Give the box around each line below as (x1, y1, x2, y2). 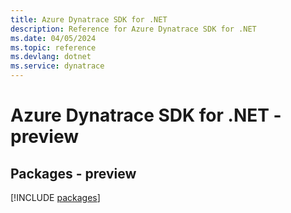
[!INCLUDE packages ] (10, 192, 101, 203)
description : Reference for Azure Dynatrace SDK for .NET (10, 24, 257, 34)
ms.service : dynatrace (10, 61, 105, 71)
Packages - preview (10, 165, 137, 182)
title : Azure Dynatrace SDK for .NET (10, 14, 168, 25)
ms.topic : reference (10, 42, 97, 53)
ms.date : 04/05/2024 (10, 33, 97, 43)
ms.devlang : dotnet (10, 52, 92, 62)
